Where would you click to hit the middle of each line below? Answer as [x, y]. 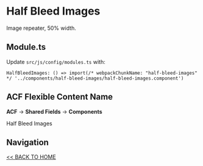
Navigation [27, 142]
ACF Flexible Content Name [60, 97]
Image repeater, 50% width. [41, 28]
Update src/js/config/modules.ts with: [56, 61]
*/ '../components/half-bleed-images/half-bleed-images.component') [95, 78]
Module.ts [26, 47]
